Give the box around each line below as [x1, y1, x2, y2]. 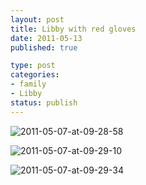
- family [10, 79, 47, 90]
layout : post [10, 14, 65, 25]
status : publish [10, 97, 78, 108]
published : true [10, 42, 78, 53]
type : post [10, 61, 56, 71]
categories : [10, 70, 60, 80]
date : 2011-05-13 [10, 33, 83, 43]
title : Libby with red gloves [10, 24, 137, 34]
